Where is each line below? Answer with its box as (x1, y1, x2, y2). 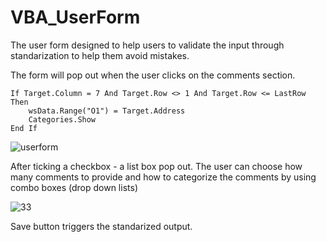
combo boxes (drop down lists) (10, 181, 138, 193)
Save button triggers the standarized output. (10, 220, 193, 232)
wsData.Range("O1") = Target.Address (28, 106, 186, 116)
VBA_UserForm (10, 6, 141, 29)
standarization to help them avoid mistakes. (10, 49, 190, 61)
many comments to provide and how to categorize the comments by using (10, 171, 317, 183)
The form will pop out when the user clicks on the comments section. (10, 69, 296, 81)
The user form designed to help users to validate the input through (10, 39, 285, 51)
